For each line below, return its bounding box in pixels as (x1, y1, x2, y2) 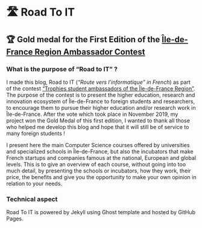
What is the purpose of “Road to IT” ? (6, 65, 118, 73)
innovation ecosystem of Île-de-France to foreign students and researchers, (6, 98, 195, 105)
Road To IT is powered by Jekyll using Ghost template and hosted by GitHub (6, 209, 196, 216)
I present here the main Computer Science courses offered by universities (6, 141, 190, 148)
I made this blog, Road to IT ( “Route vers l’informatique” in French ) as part (6, 78, 191, 86)
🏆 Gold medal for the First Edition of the (6, 34, 160, 45)
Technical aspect (6, 195, 58, 203)
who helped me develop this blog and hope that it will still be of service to (6, 123, 189, 130)
